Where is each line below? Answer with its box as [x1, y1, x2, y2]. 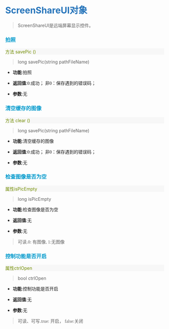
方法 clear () [5, 117, 30, 123]
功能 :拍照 [12, 69, 32, 76]
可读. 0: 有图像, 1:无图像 [17, 239, 65, 245]
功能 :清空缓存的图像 [12, 138, 54, 144]
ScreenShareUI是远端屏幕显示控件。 [17, 22, 93, 28]
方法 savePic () [5, 49, 36, 55]
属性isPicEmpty [5, 186, 38, 192]
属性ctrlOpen [5, 265, 33, 271]
